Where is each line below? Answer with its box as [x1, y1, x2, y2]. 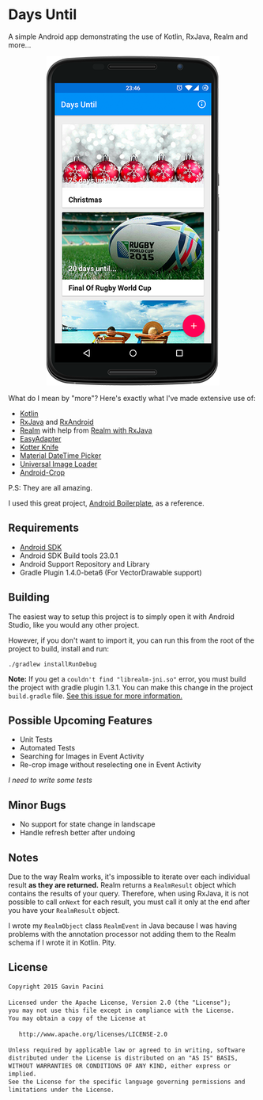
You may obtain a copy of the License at [8, 1014, 147, 1022]
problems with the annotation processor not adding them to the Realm [8, 930, 236, 938]
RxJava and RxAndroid [19, 417, 94, 426]
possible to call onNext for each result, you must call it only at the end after [8, 897, 250, 907]
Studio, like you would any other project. [8, 620, 140, 629]
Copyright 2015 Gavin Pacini [8, 983, 104, 991]
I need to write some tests [8, 775, 92, 785]
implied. [8, 1070, 37, 1078]
